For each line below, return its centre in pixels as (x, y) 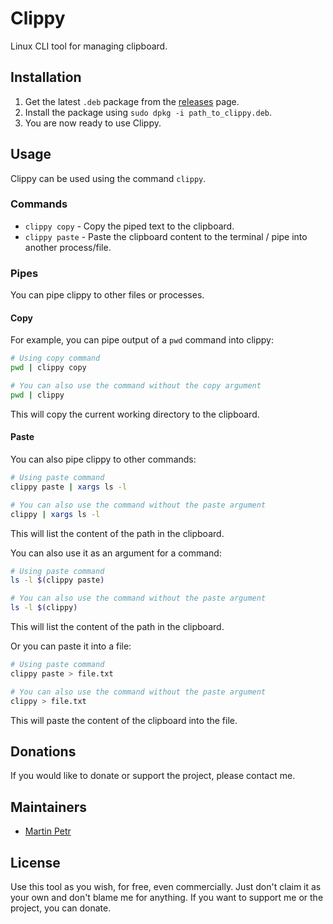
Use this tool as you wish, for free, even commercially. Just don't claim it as (166, 886)
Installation (46, 77)
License (35, 862)
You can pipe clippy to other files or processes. (107, 295)
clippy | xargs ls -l (55, 514)
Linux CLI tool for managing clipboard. (89, 46)
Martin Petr (48, 831)
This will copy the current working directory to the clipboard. (135, 414)
